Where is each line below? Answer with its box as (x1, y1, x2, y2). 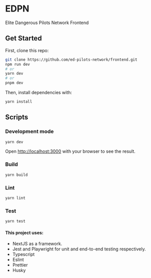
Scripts (5, 113, 28, 122)
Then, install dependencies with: (5, 90, 72, 95)
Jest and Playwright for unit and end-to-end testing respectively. (12, 246, 146, 252)
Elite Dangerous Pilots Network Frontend (5, 20, 89, 26)
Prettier (12, 262, 28, 268)
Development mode (5, 128, 54, 135)
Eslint (12, 256, 24, 263)
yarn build (5, 172, 28, 177)
